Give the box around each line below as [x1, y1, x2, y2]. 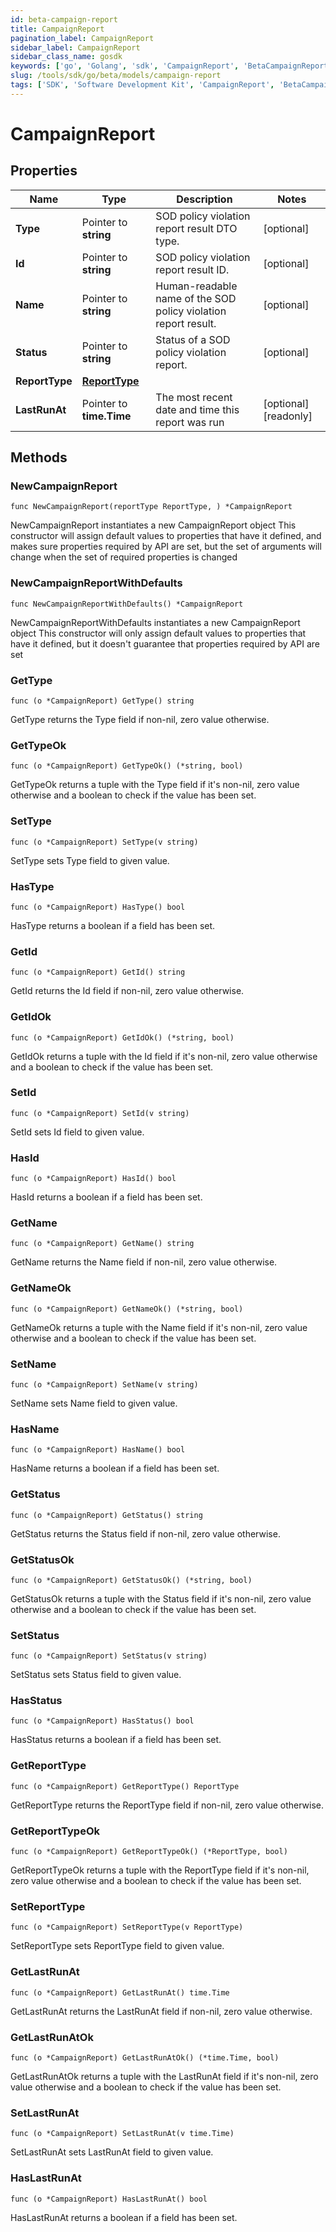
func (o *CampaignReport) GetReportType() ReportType [10, 1781, 240, 1791]
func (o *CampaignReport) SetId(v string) [10, 1108, 190, 1118]
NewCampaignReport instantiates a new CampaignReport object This [10, 519, 297, 531]
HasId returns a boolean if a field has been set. [10, 1191, 203, 1203]
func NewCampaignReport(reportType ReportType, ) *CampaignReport [10, 502, 293, 512]
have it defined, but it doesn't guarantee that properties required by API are [10, 637, 320, 650]
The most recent [155, 390, 233, 404]
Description [176, 192, 233, 206]
